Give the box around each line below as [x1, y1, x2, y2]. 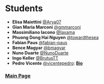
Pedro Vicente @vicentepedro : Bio [12, 60, 83, 66]
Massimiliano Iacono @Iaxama [12, 29, 75, 35]
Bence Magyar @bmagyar [12, 45, 66, 50]
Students [5, 3, 43, 14]
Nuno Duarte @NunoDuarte [12, 50, 69, 56]
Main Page [5, 72, 31, 79]
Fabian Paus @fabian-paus [12, 39, 67, 45]
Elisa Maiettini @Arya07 [12, 19, 62, 25]
